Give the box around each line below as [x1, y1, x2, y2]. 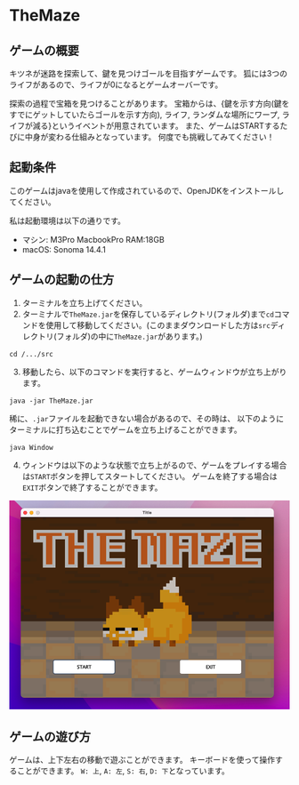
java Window [9, 443, 53, 452]
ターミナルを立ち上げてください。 [21, 297, 148, 308]
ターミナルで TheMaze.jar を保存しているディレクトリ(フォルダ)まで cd [21, 308, 274, 319]
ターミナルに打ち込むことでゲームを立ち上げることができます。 [9, 424, 242, 435]
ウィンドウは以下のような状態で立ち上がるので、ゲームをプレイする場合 [21, 460, 287, 470]
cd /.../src [9, 349, 53, 358]
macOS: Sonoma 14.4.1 [21, 244, 107, 254]
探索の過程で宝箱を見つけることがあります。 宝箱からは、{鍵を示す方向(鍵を [9, 99, 290, 108]
